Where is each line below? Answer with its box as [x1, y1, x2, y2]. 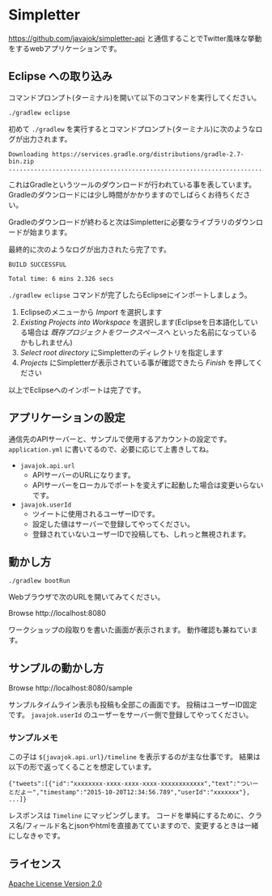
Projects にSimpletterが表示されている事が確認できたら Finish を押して [19, 358, 257, 367]
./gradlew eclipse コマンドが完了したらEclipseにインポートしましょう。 [8, 290, 253, 299]
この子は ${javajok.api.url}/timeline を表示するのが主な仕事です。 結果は [8, 752, 261, 762]
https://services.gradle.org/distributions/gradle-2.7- [51, 150, 244, 159]
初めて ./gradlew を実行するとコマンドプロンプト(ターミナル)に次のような [8, 124, 257, 134]
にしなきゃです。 [8, 831, 65, 841]
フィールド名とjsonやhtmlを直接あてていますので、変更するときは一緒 [25, 821, 259, 830]
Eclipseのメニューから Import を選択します [19, 307, 164, 316]
